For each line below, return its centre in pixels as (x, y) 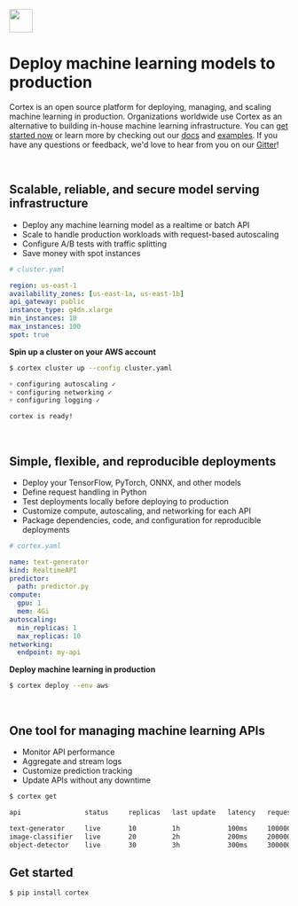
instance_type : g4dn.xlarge (61, 310)
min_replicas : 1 (47, 628)
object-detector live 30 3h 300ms (129, 845)
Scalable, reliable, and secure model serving (134, 190)
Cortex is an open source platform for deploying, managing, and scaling (141, 106)
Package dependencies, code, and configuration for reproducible (141, 520)
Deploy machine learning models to (142, 63)
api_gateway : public (47, 302)
